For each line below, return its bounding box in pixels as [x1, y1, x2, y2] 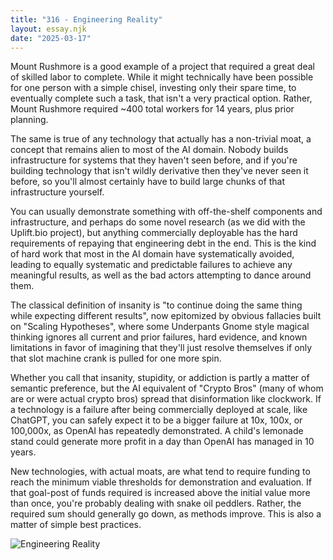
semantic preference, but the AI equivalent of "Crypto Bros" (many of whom [10, 382, 324, 395]
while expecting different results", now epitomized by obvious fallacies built [10, 310, 322, 322]
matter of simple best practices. [10, 519, 142, 531]
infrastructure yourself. [10, 186, 105, 198]
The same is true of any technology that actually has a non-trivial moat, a [10, 133, 312, 145]
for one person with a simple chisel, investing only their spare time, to [10, 82, 297, 94]
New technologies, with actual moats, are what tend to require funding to [10, 466, 311, 478]
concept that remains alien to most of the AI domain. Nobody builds [10, 144, 289, 156]
